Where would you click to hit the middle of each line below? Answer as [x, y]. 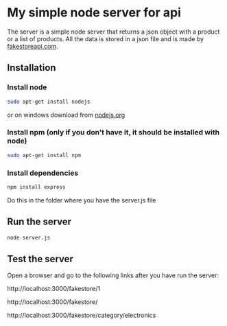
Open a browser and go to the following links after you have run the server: [113, 275]
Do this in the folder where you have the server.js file [82, 200]
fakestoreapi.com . [33, 46]
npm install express [37, 187]
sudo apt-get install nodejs [49, 102]
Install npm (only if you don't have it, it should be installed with [113, 132]
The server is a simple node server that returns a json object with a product [113, 32]
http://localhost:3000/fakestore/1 [54, 289]
